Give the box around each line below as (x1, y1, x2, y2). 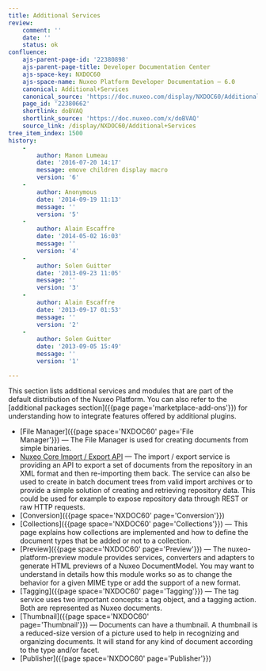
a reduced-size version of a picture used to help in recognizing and (19, 628, 240, 638)
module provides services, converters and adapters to (78, 552, 255, 562)
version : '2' (36, 320, 80, 328)
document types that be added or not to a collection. (19, 536, 192, 545)
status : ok (22, 41, 59, 49)
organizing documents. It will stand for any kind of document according (19, 636, 253, 646)
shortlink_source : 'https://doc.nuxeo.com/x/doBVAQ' (22, 115, 200, 123)
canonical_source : (22, 93, 83, 100)
